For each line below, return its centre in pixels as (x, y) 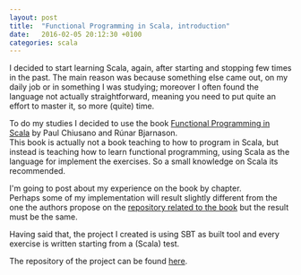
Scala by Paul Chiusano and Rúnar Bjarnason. (94, 133)
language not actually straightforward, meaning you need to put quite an (142, 97)
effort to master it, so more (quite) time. (82, 106)
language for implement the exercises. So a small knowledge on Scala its (144, 161)
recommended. (37, 171)
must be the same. (43, 217)
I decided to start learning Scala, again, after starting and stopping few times (150, 68)
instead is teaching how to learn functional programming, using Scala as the (150, 152)
